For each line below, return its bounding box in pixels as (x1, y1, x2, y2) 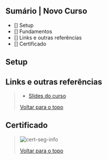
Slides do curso (28, 93, 67, 99)
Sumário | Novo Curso (5, 6, 88, 16)
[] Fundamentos (13, 28, 53, 35)
